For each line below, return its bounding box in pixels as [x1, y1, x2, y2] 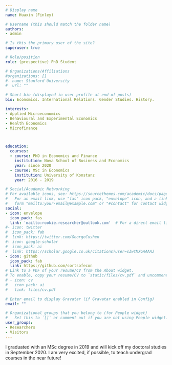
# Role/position [5, 55, 40, 60]
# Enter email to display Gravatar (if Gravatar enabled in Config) [5, 297, 155, 302]
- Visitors [5, 329, 29, 335]
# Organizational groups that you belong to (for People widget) [5, 310, 147, 316]
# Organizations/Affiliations [5, 68, 70, 74]
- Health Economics [5, 120, 47, 126]
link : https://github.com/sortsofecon [10, 263, 93, 268]
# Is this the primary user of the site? [5, 41, 95, 46]
